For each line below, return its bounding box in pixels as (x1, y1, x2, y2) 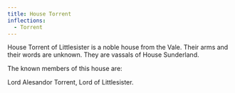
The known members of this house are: (7, 65, 122, 73)
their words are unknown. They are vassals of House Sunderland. (7, 50, 199, 59)
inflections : (7, 17, 46, 24)
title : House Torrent (7, 10, 72, 18)
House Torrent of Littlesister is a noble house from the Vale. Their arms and (7, 43, 229, 52)
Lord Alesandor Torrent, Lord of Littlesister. (7, 78, 134, 87)
